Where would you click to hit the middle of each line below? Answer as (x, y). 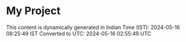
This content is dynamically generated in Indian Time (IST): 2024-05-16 (93, 27)
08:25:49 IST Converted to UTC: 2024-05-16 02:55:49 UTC (79, 33)
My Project (33, 11)
